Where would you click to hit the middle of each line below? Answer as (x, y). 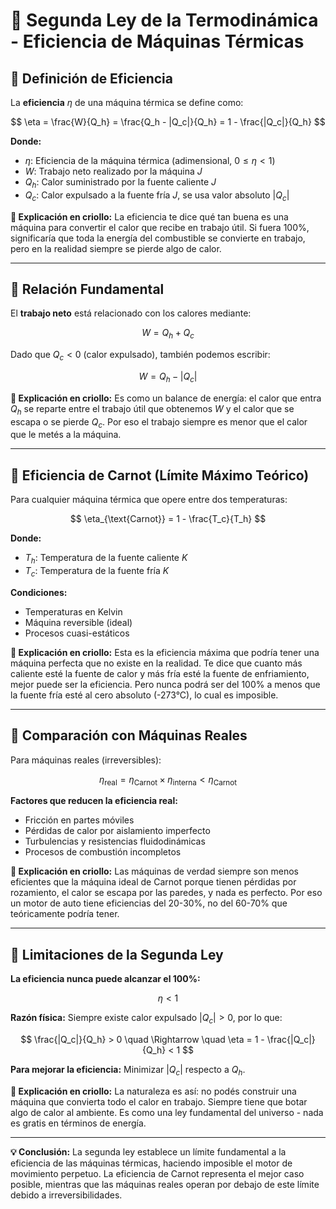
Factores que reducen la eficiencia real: (94, 801)
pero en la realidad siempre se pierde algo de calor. (116, 248)
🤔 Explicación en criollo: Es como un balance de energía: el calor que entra (166, 398)
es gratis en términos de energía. (78, 1123)
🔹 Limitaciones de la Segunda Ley (117, 954)
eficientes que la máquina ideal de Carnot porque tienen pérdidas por (153, 882)
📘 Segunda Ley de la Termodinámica (164, 20)
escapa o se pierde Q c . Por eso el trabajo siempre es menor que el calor (159, 422)
